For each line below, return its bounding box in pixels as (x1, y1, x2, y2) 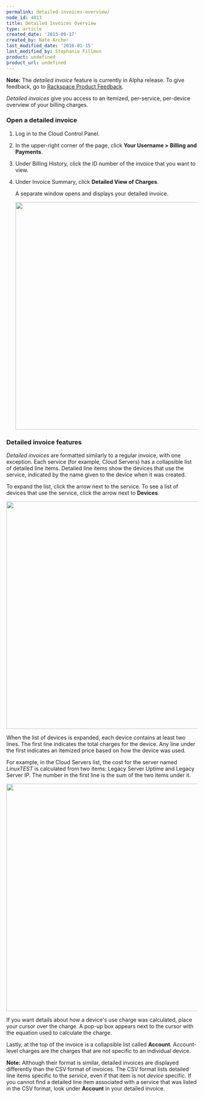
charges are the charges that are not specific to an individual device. (19, 1048, 191, 1055)
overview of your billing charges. (6, 101, 89, 108)
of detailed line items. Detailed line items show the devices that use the (6, 465, 184, 472)
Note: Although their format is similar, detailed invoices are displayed (6, 1059, 179, 1066)
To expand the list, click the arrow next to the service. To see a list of (6, 483, 178, 490)
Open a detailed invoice (6, 116, 78, 124)
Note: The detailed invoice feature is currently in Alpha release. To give (6, 76, 185, 84)
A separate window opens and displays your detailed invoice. (15, 189, 169, 197)
